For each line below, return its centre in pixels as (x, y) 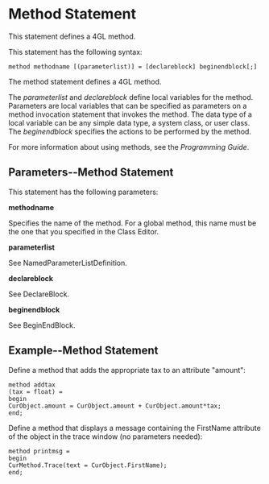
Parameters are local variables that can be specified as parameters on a (128, 105)
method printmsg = (39, 451)
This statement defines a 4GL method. (72, 36)
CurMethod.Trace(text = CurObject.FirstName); (88, 465)
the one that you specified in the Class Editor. (84, 231)
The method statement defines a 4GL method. (85, 81)
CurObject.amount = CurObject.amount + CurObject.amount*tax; (115, 406)
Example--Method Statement (83, 351)
